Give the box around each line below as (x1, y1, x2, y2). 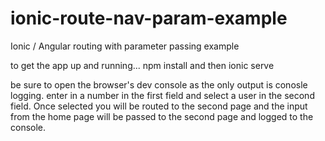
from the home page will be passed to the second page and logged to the (10, 110, 314, 122)
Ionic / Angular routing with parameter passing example (10, 40, 240, 52)
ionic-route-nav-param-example (10, 7, 288, 30)
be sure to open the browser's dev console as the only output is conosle (10, 78, 308, 91)
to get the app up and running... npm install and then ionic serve (10, 59, 275, 71)
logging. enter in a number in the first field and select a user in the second (10, 89, 315, 101)
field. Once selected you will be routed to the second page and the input (10, 100, 308, 112)
